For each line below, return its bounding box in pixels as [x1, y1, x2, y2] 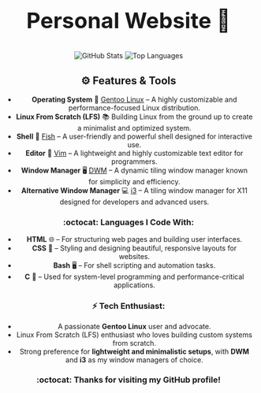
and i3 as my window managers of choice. [65, 354, 203, 365]
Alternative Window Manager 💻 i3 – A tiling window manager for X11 [21, 185, 248, 195]
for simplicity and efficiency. [88, 176, 181, 186]
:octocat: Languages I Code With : [62, 217, 195, 228]
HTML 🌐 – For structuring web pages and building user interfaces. [26, 235, 243, 244]
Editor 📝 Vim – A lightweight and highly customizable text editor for [25, 148, 244, 158]
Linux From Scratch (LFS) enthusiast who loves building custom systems [17, 330, 252, 339]
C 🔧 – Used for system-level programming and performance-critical [24, 272, 244, 282]
